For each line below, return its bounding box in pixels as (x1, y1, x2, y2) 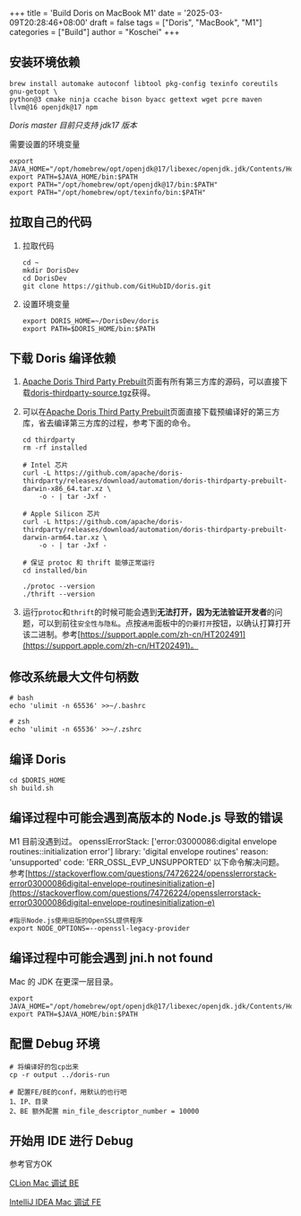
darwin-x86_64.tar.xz (21, 485, 103, 494)
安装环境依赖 (9, 55, 81, 70)
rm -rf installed (21, 443, 88, 452)
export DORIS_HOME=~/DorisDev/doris (21, 316, 159, 326)
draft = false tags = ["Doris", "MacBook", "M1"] (89, 17, 262, 28)
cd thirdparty (21, 435, 75, 445)
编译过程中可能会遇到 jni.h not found (9, 950, 213, 966)
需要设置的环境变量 (9, 138, 81, 149)
